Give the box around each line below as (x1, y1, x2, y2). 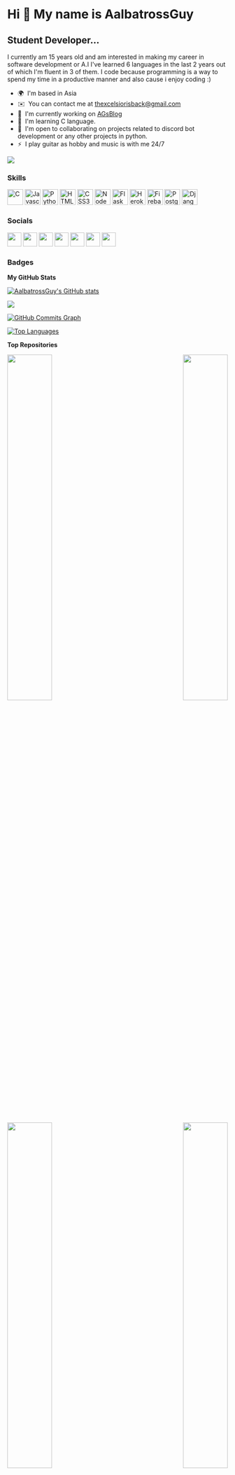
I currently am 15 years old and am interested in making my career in (7, 53, 204, 61)
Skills (7, 173, 27, 183)
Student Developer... (7, 34, 100, 46)
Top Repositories (7, 340, 58, 349)
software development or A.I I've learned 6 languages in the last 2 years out (7, 60, 226, 69)
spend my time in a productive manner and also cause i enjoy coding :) (7, 75, 211, 83)
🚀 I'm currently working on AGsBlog (17, 110, 122, 118)
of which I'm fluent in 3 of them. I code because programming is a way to (7, 68, 218, 76)
